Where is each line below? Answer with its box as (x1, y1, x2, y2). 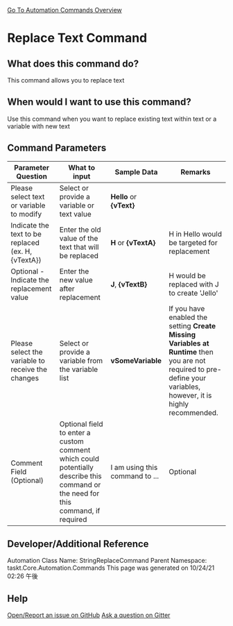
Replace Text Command (7, 31, 148, 46)
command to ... (110, 471, 159, 481)
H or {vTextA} (110, 237, 156, 247)
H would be (169, 271, 206, 280)
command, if (59, 506, 101, 516)
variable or (59, 201, 95, 210)
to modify (10, 209, 42, 219)
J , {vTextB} (110, 279, 148, 289)
